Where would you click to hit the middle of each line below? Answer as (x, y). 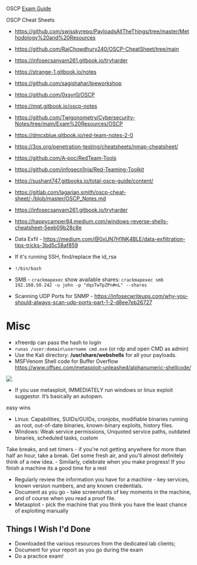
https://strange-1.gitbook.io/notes (55, 72)
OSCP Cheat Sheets (30, 20)
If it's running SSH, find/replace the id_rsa (65, 257)
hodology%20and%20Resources (55, 37)
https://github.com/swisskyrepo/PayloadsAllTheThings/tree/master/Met (102, 31)
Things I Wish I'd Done (48, 529)
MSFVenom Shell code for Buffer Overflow (66, 361)
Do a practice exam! (39, 556)
